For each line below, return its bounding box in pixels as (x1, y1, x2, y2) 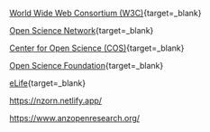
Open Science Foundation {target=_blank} (9, 61, 164, 71)
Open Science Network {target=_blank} (9, 25, 154, 35)
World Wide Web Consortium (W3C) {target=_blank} (9, 8, 202, 18)
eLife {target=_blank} (9, 78, 87, 89)
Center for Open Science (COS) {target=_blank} (9, 42, 185, 53)
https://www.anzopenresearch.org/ (9, 113, 141, 123)
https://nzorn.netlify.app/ (9, 95, 102, 106)
